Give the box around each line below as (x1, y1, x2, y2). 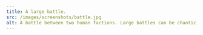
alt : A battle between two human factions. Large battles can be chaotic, (6, 20, 199, 26)
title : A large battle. (6, 8, 67, 15)
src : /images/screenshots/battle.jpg (6, 14, 102, 20)
